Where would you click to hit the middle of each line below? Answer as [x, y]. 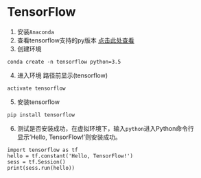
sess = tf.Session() [37, 162]
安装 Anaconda [36, 31]
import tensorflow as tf [43, 150]
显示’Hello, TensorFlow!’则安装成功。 [69, 137]
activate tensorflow [37, 88]
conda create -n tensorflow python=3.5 [64, 62]
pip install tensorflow [41, 115]
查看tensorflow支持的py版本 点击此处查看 [76, 40]
